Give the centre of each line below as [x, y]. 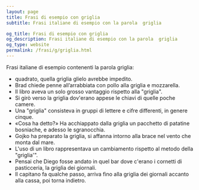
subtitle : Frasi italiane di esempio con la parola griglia [84, 23]
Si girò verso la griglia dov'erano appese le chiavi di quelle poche [95, 98]
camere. [25, 104]
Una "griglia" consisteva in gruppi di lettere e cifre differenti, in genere [101, 111]
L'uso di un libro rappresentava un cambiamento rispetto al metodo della [104, 148]
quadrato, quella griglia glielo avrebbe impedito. [74, 79]
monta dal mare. [35, 142]
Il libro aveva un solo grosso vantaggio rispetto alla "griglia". [88, 91]
